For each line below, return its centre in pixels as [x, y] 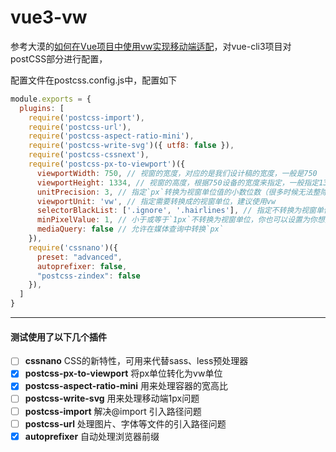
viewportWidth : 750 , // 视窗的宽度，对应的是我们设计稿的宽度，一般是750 [177, 173]
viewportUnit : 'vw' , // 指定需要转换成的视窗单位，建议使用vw [156, 201]
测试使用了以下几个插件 [58, 337]
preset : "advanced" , [79, 257]
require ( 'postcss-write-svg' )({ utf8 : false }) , [131, 146]
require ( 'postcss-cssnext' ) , [89, 155]
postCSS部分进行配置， [59, 58]
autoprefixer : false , [82, 266]
